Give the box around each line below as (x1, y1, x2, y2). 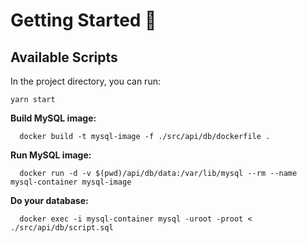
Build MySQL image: (10, 112, 97, 124)
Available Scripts (10, 49, 118, 66)
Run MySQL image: (10, 149, 92, 161)
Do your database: (10, 195, 89, 206)
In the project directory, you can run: (10, 75, 161, 87)
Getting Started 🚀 (10, 9, 157, 32)
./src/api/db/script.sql (10, 223, 114, 233)
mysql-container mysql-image (10, 177, 132, 187)
